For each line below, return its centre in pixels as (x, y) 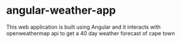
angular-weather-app (61, 10)
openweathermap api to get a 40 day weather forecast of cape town (90, 33)
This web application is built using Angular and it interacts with (83, 27)
